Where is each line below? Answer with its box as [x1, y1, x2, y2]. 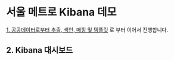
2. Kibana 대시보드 [6, 45, 73, 55]
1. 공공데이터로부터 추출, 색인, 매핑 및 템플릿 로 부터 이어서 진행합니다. [6, 26, 169, 33]
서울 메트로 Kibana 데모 [6, 5, 117, 19]
